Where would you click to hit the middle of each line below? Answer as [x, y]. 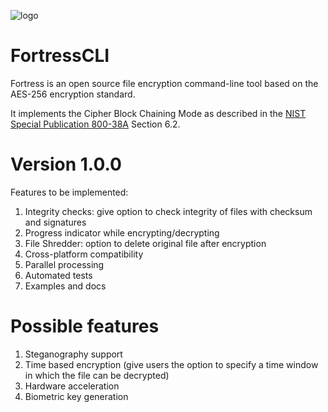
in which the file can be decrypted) [97, 375]
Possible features [85, 326]
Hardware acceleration [72, 386]
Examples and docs [65, 286]
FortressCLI [60, 56]
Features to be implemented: [69, 192]
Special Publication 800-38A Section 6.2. [95, 124]
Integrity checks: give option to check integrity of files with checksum [168, 211]
